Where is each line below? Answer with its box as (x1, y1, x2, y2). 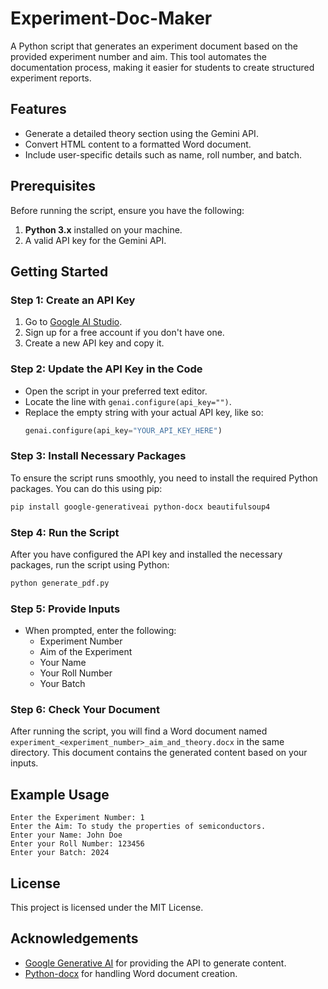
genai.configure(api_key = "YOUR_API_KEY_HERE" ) (24, 425, 223, 436)
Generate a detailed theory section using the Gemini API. (24, 127, 259, 139)
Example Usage (10, 786, 110, 803)
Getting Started (10, 263, 109, 280)
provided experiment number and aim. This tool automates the (10, 50, 268, 62)
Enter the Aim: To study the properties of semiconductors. (10, 822, 267, 832)
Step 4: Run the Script (10, 525, 120, 539)
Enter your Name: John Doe (10, 830, 123, 841)
